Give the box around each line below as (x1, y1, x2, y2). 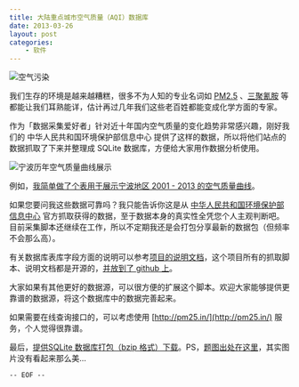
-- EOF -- (9, 371, 46, 380)
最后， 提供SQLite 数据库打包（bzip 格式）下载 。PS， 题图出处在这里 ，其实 (9, 342, 282, 352)
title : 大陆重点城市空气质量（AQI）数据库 (9, 12, 149, 22)
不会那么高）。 (9, 233, 61, 244)
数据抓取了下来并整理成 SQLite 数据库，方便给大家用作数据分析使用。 (9, 143, 264, 154)
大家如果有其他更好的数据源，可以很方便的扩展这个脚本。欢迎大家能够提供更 (9, 282, 290, 293)
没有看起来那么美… (16, 353, 87, 364)
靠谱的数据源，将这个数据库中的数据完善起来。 (9, 293, 181, 303)
